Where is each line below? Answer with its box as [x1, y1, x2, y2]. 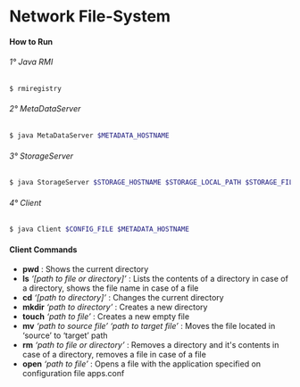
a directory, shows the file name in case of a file [21, 283, 199, 293]
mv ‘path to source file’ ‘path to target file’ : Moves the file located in [21, 321, 276, 332]
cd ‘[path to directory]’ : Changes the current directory [21, 292, 225, 303]
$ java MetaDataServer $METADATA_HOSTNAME [9, 131, 170, 140]
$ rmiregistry [9, 84, 62, 93]
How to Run [9, 36, 54, 46]
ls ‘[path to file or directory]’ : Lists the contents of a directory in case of [21, 274, 288, 284]
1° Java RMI [9, 56, 54, 68]
